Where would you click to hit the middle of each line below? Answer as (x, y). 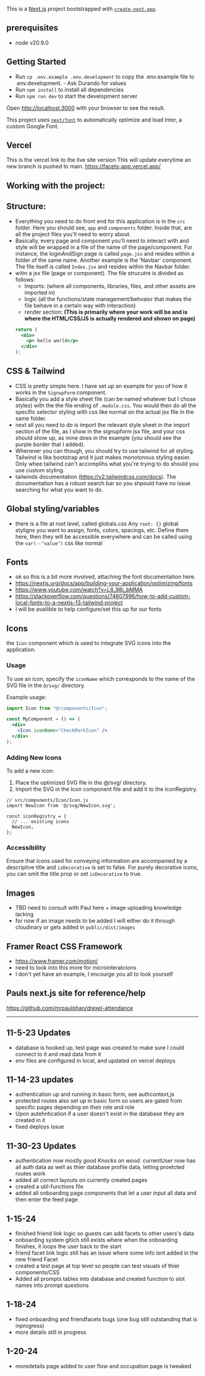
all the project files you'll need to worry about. (73, 234)
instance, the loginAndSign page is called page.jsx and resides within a (105, 253)
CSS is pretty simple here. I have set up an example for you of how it (101, 386)
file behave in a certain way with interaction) (80, 305)
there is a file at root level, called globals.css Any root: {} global (97, 524)
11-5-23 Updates (38, 1033)
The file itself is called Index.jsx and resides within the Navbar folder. (103, 266)
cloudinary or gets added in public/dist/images (75, 928)
